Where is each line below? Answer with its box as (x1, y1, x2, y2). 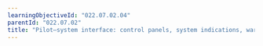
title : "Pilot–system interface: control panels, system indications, (7, 26, 243, 34)
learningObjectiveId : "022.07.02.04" (7, 11, 131, 19)
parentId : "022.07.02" (7, 19, 82, 27)
